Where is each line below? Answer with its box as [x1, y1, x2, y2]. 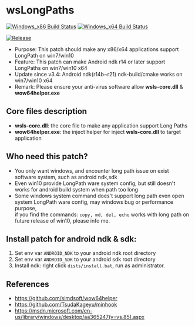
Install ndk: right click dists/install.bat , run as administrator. [14, 262, 166, 269]
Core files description [6, 106, 87, 116]
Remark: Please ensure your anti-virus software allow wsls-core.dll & [14, 83, 183, 90]
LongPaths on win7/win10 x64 [14, 64, 88, 71]
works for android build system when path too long [14, 186, 139, 193]
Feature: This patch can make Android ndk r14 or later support [14, 58, 166, 65]
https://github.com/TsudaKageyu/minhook [14, 301, 117, 308]
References [6, 279, 49, 289]
